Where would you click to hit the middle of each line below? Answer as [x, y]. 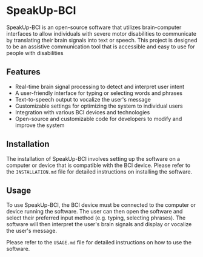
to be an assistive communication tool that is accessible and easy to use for [101, 47]
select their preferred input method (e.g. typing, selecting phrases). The [96, 218]
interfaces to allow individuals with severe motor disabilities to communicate [101, 33]
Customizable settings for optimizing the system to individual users [99, 106]
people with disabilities [35, 53]
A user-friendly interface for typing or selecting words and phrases [99, 93]
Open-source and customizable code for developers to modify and [98, 119]
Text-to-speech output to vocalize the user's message [83, 99]
